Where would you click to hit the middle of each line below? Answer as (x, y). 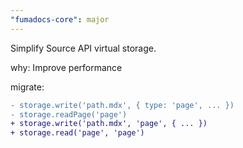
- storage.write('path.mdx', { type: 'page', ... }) (122, 105)
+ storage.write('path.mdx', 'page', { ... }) (109, 124)
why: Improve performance (66, 67)
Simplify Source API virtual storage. (83, 48)
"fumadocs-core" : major (60, 19)
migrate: (27, 87)
